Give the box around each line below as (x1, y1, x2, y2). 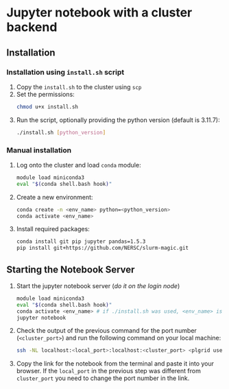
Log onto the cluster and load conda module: (16, 161, 141, 169)
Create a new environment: (16, 193, 93, 201)
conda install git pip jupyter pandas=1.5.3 (16, 238, 146, 245)
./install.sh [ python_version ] (16, 129, 106, 136)
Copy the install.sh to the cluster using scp (16, 82, 142, 91)
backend (6, 19, 58, 35)
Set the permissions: (16, 90, 75, 98)
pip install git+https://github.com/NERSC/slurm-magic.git (16, 245, 189, 252)
